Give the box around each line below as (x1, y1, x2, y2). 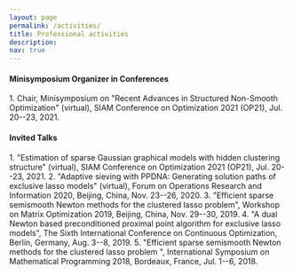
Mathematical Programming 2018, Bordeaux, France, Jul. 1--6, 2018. (9, 255, 258, 266)
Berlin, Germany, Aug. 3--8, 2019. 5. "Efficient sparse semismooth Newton (9, 237, 281, 247)
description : (9, 37, 58, 47)
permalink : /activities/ (9, 21, 101, 30)
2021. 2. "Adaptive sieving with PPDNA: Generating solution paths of (26, 170, 277, 182)
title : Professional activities (9, 29, 129, 38)
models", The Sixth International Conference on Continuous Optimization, (9, 227, 278, 238)
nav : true (9, 46, 46, 55)
